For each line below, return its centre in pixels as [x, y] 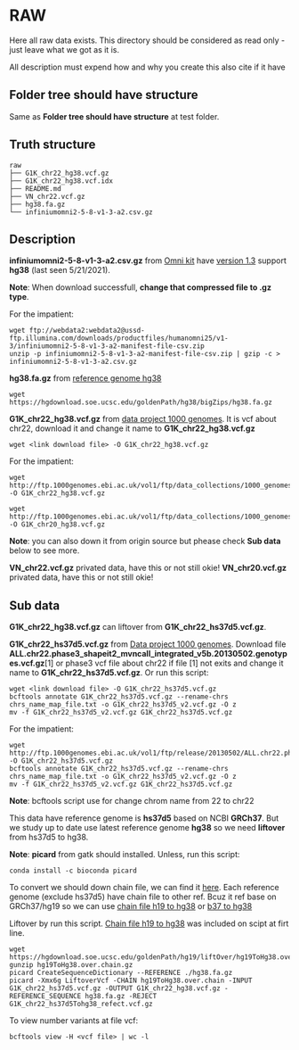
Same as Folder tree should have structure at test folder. [114, 116]
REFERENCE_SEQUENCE [45, 996]
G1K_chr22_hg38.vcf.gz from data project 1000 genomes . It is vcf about [143, 419]
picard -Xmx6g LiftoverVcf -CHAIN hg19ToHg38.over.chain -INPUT [131, 981]
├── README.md [36, 188]
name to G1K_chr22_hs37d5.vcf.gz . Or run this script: [109, 673]
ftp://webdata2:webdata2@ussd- [87, 331]
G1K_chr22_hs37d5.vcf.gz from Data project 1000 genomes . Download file [148, 644]
